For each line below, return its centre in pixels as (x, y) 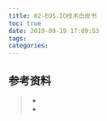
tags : (17, 38)
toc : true (25, 23)
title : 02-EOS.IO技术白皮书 (53, 16)
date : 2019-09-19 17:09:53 (54, 31)
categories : (28, 46)
